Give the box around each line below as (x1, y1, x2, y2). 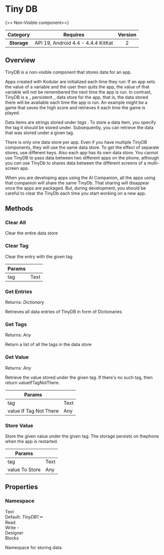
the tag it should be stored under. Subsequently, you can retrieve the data (5, 124, 154, 130)
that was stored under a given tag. (5, 130, 74, 136)
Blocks (5, 535, 19, 541)
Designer (5, 530, 23, 535)
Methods (5, 205, 33, 213)
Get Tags (5, 321, 27, 327)
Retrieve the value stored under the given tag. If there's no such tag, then (5, 374, 153, 380)
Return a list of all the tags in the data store (5, 342, 92, 347)
